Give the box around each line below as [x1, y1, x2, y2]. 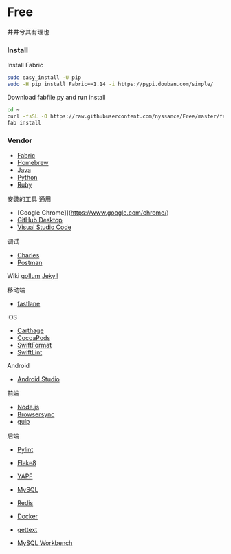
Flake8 [16, 458, 36, 467]
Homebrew [16, 158, 49, 167]
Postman [16, 258, 43, 266]
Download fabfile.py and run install [7, 93, 106, 101]
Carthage [16, 326, 44, 334]
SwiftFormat [16, 341, 52, 349]
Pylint [16, 445, 34, 454]
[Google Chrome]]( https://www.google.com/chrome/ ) [16, 208, 170, 217]
